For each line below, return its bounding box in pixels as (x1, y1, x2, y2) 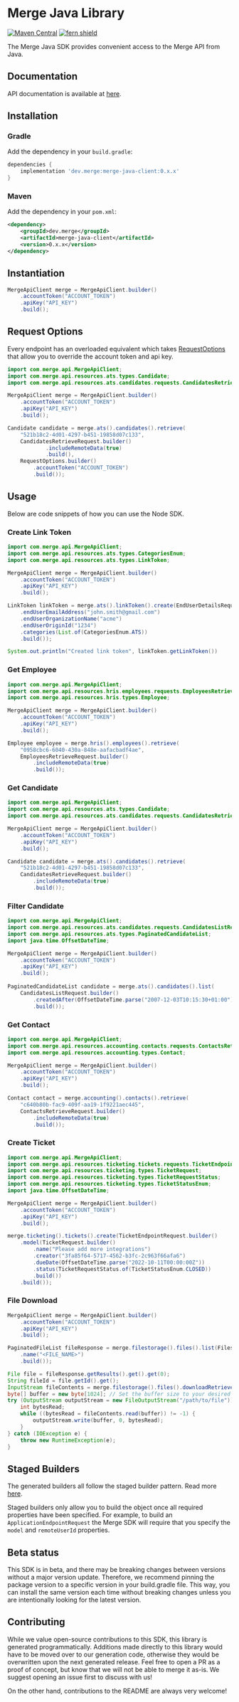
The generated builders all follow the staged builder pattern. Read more (7, 1482, 217, 1491)
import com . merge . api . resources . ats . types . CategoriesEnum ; (7, 550, 186, 557)
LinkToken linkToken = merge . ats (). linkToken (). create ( (7, 602, 176, 610)
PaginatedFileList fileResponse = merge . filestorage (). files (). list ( (7, 1344, 218, 1352)
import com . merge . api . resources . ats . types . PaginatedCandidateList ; (7, 930, 212, 937)
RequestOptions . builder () (20, 457, 97, 465)
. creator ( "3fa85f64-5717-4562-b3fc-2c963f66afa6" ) (33, 1252, 186, 1260)
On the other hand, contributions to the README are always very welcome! (7, 1686, 228, 1695)
